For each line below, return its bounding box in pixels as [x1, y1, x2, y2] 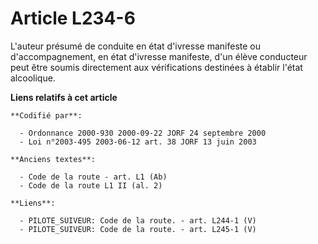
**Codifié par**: [10, 110, 83, 121]
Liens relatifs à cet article [10, 91, 118, 103]
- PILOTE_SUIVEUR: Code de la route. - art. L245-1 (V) [19, 224, 257, 234]
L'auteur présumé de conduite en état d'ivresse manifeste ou [10, 40, 261, 52]
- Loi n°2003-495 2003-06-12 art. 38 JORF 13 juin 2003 [19, 137, 257, 147]
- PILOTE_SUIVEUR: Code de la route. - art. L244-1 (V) [19, 215, 257, 226]
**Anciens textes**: [10, 154, 97, 164]
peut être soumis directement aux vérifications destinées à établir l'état [10, 61, 303, 73]
